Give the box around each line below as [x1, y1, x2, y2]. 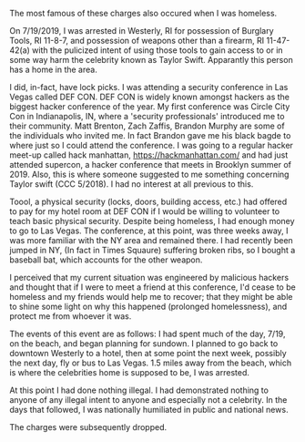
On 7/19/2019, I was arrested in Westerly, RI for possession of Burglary [9, 26, 275, 36]
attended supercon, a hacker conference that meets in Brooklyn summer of [9, 159, 292, 170]
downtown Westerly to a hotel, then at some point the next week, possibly [9, 348, 287, 358]
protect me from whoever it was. [9, 311, 132, 322]
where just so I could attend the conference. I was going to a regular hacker [9, 140, 294, 150]
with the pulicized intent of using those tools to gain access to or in [31, 45, 284, 56]
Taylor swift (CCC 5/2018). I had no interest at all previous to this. [9, 179, 254, 190]
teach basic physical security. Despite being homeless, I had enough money [9, 216, 295, 226]
